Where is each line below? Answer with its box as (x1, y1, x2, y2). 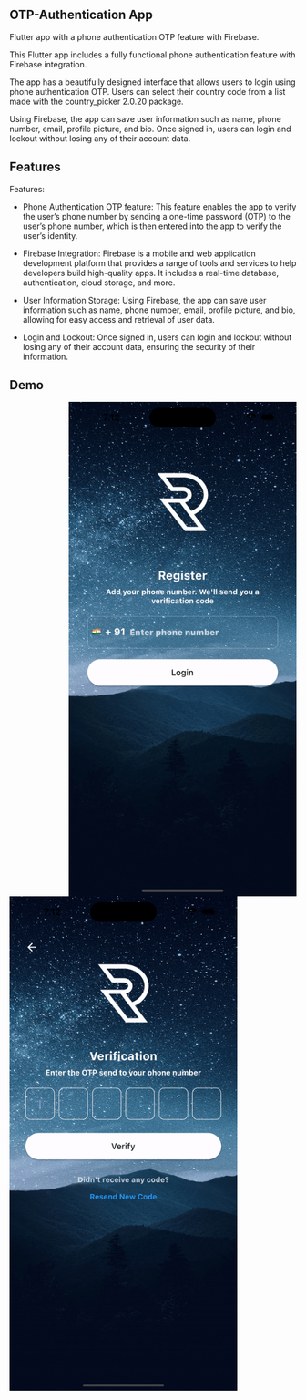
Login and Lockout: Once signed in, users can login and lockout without (22, 332, 292, 343)
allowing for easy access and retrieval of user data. (22, 314, 216, 324)
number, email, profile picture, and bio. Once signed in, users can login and (9, 123, 291, 134)
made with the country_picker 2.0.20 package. (9, 96, 184, 107)
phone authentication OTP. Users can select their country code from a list (9, 86, 286, 97)
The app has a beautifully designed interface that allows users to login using (9, 77, 296, 87)
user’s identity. (22, 230, 78, 241)
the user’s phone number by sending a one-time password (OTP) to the (22, 211, 291, 221)
